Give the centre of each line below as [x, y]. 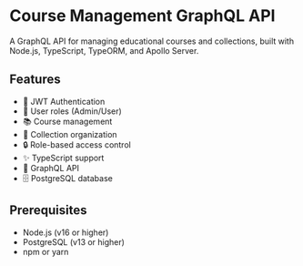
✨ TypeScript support [63, 158]
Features [35, 80]
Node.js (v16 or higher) [66, 232]
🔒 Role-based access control [77, 144]
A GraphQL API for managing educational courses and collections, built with [151, 41]
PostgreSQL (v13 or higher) [74, 241]
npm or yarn [45, 251]
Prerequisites [48, 210]
